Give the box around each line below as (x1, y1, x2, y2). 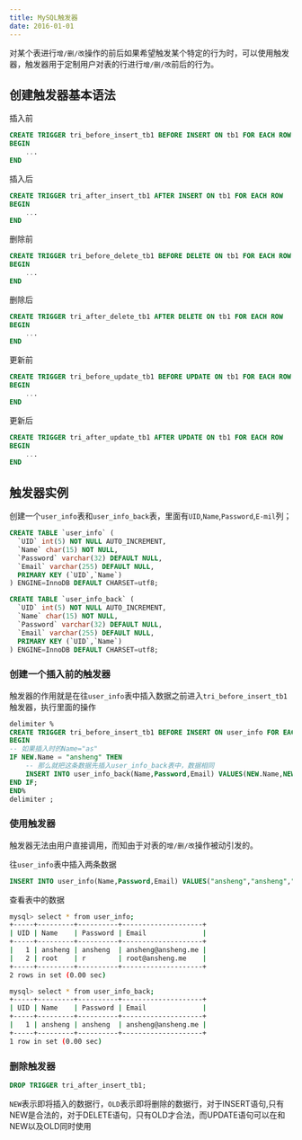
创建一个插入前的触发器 (9, 668, 111, 681)
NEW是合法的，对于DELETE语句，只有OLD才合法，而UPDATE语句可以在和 (9, 1109, 286, 1120)
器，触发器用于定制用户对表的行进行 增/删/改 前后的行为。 (9, 58, 218, 69)
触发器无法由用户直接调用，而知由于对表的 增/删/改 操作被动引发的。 (9, 840, 258, 851)
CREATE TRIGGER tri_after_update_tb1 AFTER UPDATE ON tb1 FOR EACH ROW (9, 432, 283, 441)
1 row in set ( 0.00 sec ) (9, 1037, 102, 1046)
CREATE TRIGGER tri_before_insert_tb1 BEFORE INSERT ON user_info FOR (9, 727, 280, 737)
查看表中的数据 (9, 894, 65, 904)
